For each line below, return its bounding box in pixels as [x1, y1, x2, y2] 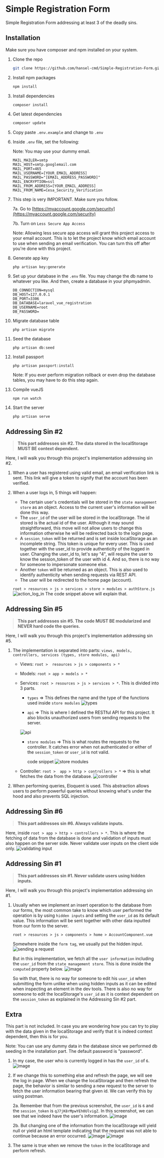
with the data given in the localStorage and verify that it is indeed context [5, 1028, 153, 1034]
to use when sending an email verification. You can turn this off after [12, 241, 150, 247]
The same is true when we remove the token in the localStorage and [12, 1142, 150, 1148]
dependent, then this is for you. [5, 1034, 69, 1040]
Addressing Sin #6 [5, 807, 63, 816]
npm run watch [12, 396, 41, 401]
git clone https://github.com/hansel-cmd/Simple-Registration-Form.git [12, 66, 162, 70]
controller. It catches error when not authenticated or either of [27, 744, 152, 749]
